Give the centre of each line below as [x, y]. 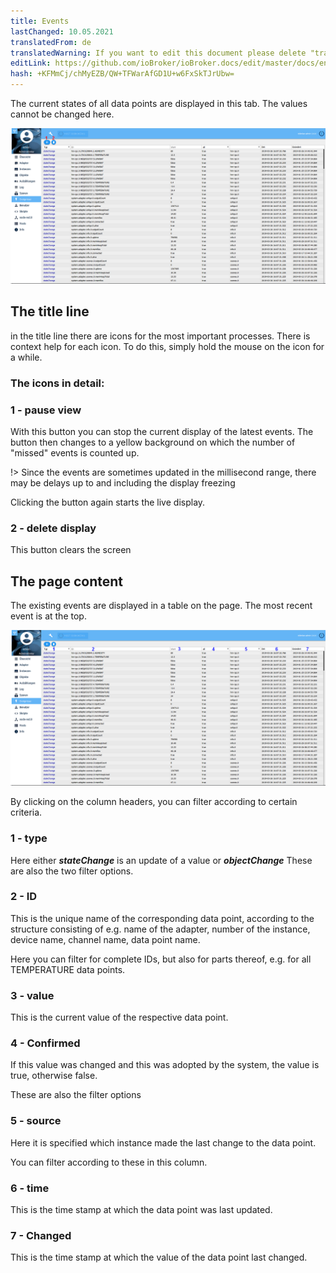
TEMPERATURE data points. [68, 969]
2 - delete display [53, 528]
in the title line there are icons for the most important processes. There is [160, 336]
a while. [26, 357]
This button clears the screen [71, 550]
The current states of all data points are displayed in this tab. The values [159, 103]
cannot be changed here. [62, 114]
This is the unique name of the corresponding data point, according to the [162, 918]
